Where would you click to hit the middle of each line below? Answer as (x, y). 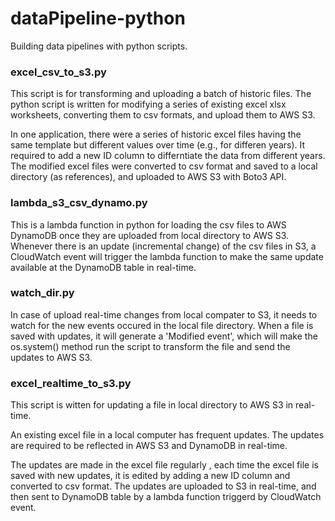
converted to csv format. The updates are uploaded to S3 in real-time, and (163, 486)
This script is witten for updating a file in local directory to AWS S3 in (152, 405)
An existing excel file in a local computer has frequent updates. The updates (167, 435)
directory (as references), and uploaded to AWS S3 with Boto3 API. (148, 177)
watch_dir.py (42, 293)
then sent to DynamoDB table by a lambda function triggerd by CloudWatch (166, 497)
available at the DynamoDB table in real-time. (103, 267)
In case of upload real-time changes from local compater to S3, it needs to (164, 314)
